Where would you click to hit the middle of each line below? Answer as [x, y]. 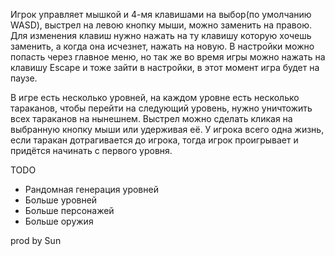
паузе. [24, 78]
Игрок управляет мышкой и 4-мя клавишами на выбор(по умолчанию [161, 14]
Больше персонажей [69, 210]
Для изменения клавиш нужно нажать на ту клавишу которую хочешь [161, 35]
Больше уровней [61, 200]
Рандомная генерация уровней [91, 189]
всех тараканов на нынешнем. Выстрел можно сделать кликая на [151, 118]
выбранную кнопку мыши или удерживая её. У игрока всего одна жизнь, [167, 129]
